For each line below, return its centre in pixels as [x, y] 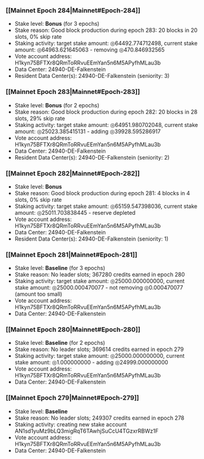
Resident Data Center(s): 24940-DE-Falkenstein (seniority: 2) [92, 157]
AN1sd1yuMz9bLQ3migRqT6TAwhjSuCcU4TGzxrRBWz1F [86, 431]
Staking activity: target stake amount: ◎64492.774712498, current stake [106, 44]
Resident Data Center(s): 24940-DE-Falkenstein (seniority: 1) [92, 239]
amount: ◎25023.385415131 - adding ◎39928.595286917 [88, 131]
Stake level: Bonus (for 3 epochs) [57, 24]
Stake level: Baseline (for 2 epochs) [60, 343]
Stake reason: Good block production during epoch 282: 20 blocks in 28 [106, 112]
